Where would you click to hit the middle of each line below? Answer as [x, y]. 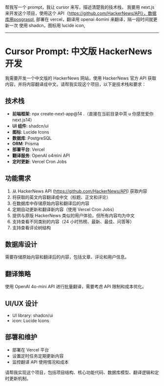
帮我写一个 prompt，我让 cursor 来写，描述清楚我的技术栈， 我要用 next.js [80, 7]
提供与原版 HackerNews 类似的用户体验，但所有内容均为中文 [73, 215]
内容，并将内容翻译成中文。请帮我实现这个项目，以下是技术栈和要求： [76, 84]
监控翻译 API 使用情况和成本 [41, 362]
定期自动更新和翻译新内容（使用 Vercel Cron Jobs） [64, 209]
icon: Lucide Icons [31, 320]
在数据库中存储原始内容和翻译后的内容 [51, 203]
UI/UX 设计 [21, 303]
